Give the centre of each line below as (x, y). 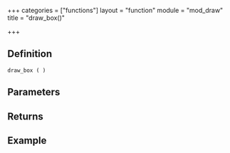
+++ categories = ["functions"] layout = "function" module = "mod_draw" (115, 10)
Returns (26, 116)
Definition (30, 54)
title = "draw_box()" (36, 18)
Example (27, 141)
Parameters (34, 92)
